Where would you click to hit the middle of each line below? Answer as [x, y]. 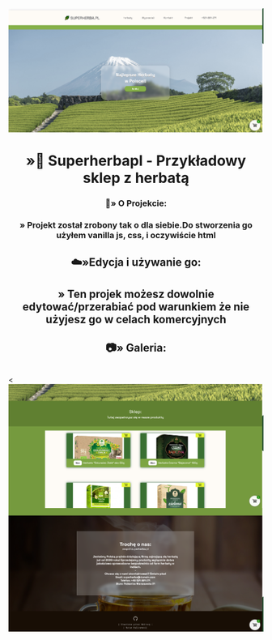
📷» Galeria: [136, 348]
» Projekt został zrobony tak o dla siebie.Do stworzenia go [136, 224]
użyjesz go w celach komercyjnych [136, 319]
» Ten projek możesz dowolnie [136, 294]
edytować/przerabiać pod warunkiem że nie [136, 307]
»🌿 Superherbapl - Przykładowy [136, 161]
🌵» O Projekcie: [136, 203]
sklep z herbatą [136, 178]
